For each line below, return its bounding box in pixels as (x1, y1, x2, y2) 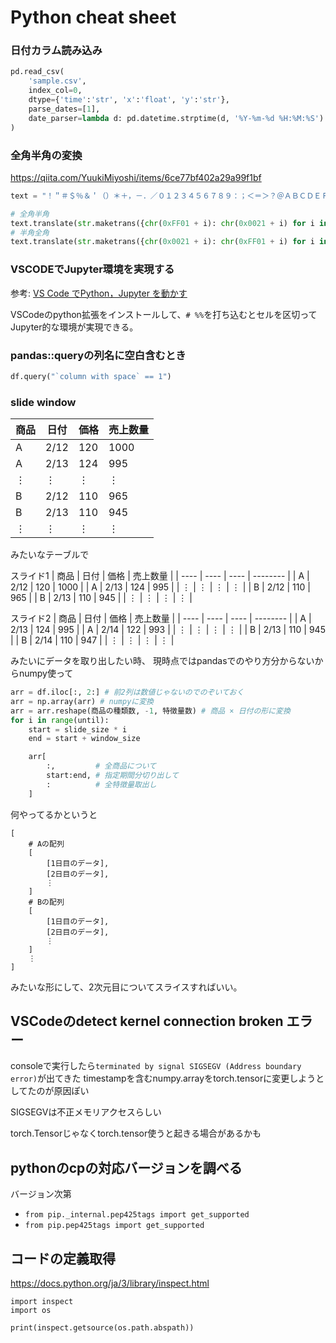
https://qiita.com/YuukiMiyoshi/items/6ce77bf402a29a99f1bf (10, 171, 262, 183)
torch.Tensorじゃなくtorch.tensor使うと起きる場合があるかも (10, 1127, 262, 1140)
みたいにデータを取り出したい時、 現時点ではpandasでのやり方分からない (10, 655, 315, 667)
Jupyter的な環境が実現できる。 (10, 321, 139, 333)
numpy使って (18, 667, 74, 680)
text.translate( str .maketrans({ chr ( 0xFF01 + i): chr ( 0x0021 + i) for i (10, 218, 315, 228)
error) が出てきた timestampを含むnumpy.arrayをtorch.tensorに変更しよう (10, 1072, 317, 1085)
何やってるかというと (10, 808, 98, 820)
